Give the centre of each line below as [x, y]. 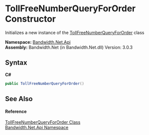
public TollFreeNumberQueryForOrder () [45, 83]
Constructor [31, 19]
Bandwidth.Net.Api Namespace [37, 128]
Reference [16, 111]
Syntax [16, 63]
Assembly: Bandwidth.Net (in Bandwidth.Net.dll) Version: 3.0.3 [69, 47]
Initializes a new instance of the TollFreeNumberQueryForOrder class [75, 32]
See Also [19, 99]
